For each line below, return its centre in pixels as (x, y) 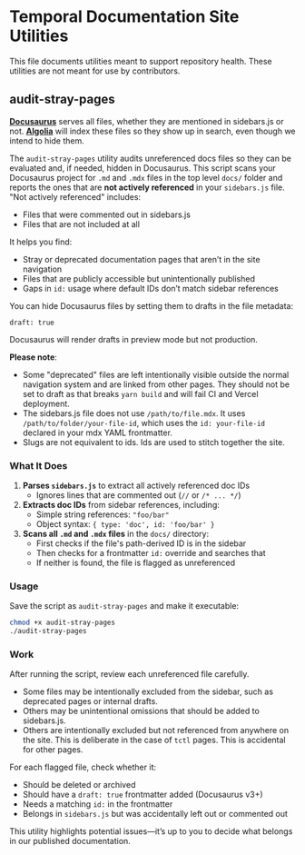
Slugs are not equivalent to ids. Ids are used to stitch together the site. (154, 442)
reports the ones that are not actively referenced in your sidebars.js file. (147, 187)
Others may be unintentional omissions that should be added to (141, 711)
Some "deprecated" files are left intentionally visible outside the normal (156, 374)
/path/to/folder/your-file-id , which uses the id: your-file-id (144, 423)
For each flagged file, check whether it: (83, 767)
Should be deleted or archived (79, 785)
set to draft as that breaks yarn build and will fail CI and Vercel (140, 393)
